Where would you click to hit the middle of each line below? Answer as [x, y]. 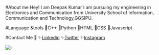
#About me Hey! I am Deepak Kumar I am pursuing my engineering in [78, 7]
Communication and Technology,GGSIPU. [49, 18]
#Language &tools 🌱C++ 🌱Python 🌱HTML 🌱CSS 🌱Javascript [69, 28]
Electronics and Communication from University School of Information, [80, 13]
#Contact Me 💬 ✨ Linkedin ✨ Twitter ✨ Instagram [55, 38]
